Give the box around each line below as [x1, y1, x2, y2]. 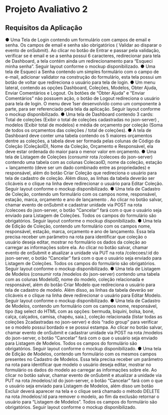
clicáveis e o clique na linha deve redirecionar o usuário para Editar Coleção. [5, 180, 163, 186]
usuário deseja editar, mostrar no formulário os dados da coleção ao [5, 239, 146, 245]
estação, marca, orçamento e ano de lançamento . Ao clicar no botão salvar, [5, 196, 163, 202]
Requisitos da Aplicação [5, 24, 83, 32]
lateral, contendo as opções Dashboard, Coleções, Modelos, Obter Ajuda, [5, 85, 157, 91]
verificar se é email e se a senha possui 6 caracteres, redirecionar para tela [5, 53, 161, 59]
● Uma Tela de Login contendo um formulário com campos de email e [5, 37, 151, 43]
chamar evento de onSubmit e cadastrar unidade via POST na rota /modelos [5, 330, 163, 335]
